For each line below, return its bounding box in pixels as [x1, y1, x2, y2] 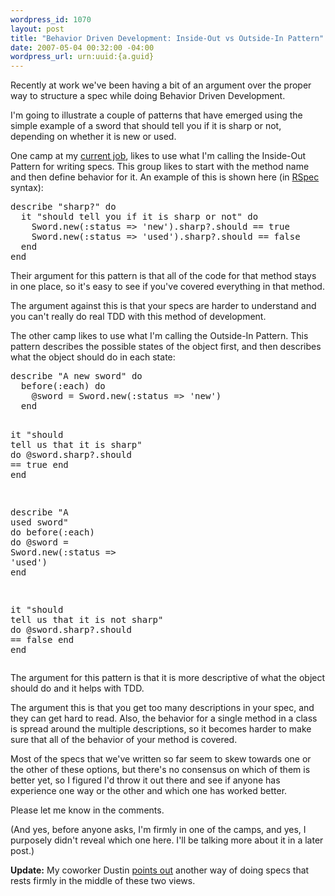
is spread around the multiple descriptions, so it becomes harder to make [10, 723, 312, 735]
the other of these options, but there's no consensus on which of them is [10, 764, 311, 776]
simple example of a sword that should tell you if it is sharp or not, [10, 120, 282, 132]
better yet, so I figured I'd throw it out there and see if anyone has [10, 774, 281, 786]
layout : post [10, 24, 65, 34]
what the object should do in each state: [10, 351, 176, 363]
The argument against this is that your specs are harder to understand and [10, 300, 317, 312]
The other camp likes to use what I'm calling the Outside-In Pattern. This [10, 330, 309, 342]
